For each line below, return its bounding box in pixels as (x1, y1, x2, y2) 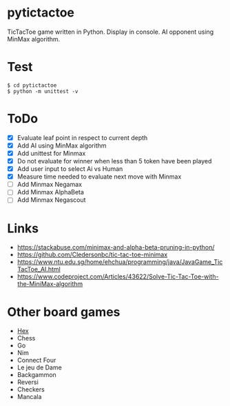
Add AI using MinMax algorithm (17, 141, 107, 150)
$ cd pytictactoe (7, 81, 57, 89)
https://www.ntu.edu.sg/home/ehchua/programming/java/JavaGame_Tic (17, 258, 223, 266)
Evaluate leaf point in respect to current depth (17, 133, 148, 142)
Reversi (17, 378, 39, 387)
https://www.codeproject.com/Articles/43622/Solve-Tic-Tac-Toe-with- (17, 272, 219, 281)
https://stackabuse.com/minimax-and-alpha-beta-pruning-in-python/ (17, 243, 215, 252)
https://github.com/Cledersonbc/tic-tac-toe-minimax (17, 250, 168, 259)
